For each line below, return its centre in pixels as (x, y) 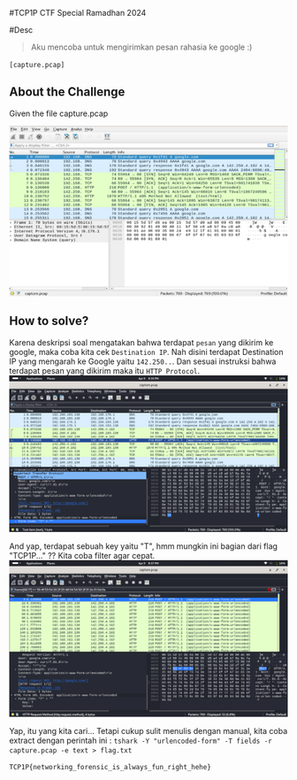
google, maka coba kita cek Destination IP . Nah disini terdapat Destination (147, 351)
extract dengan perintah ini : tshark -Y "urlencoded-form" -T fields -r (141, 740)
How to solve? (49, 321)
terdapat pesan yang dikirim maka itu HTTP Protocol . (105, 370)
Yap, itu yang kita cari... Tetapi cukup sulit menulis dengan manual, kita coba (148, 730)
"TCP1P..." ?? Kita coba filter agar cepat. (82, 555)
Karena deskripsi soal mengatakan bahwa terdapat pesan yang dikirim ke (141, 342)
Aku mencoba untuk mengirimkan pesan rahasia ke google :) (141, 47)
